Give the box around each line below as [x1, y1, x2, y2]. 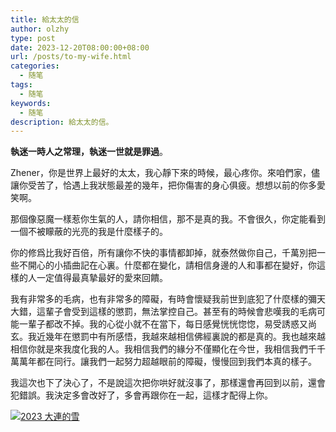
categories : [10, 61, 60, 71]
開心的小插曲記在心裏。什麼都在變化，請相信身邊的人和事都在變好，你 [27, 259, 317, 271]
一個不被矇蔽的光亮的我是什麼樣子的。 [10, 226, 168, 238]
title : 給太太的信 [10, 14, 80, 25]
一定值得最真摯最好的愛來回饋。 [36, 272, 168, 284]
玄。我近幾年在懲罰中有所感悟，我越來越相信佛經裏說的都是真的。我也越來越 [10, 331, 326, 343]
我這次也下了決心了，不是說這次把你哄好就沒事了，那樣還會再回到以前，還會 [10, 377, 326, 389]
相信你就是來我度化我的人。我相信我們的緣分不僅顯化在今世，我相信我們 [10, 343, 308, 355]
